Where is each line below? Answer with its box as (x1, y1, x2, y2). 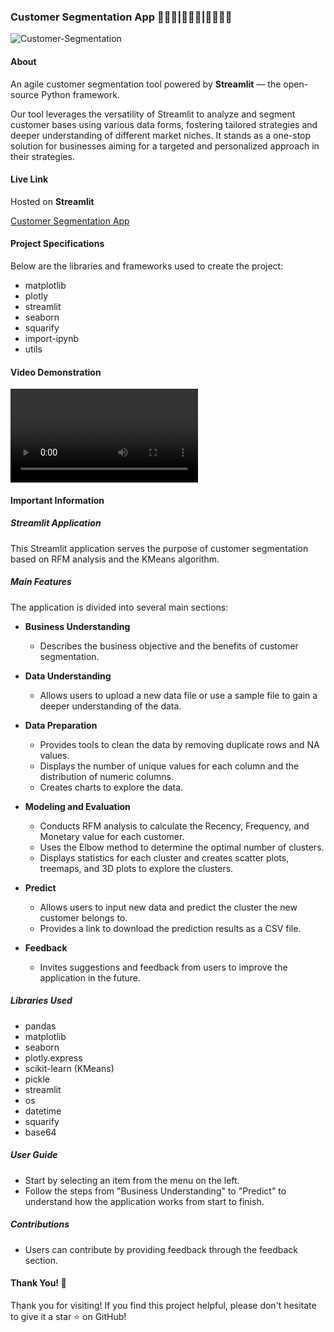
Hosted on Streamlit (10, 195, 95, 207)
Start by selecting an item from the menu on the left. (24, 1174, 240, 1186)
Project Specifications (10, 238, 105, 250)
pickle (24, 1073, 50, 1085)
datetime (24, 1105, 62, 1117)
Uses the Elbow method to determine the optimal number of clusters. (39, 841, 325, 853)
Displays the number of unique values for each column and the (39, 760, 300, 772)
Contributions (10, 1218, 70, 1230)
